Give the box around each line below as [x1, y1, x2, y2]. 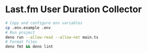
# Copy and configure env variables [5, 20, 83, 25]
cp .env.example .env [5, 25, 51, 30]
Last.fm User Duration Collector [5, 4, 142, 15]
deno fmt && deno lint [5, 44, 53, 49]
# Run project [5, 30, 35, 35]
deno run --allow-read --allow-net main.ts [5, 35, 99, 40]
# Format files [5, 39, 38, 44]
